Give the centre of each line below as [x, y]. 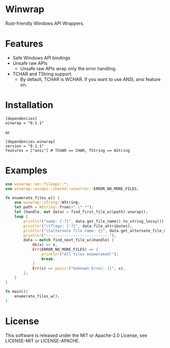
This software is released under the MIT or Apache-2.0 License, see [76, 335]
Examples [26, 170]
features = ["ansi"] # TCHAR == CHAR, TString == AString [68, 150]
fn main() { [17, 292]
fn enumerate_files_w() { [32, 198]
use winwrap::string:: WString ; [47, 203]
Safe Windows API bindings [41, 58]
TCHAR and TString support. [42, 74]
